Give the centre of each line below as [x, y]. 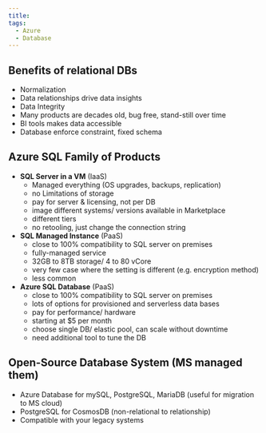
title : [19, 16]
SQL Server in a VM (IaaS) [64, 176]
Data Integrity [42, 107]
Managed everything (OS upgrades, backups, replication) [126, 185]
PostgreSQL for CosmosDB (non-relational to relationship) [115, 411]
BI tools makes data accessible [71, 124]
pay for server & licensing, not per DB [93, 201]
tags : [17, 23]
